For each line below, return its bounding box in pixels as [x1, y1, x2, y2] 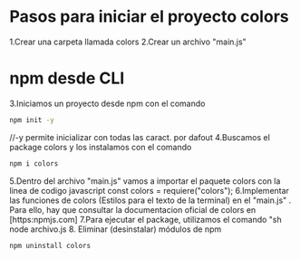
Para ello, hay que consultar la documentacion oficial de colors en [9, 204, 256, 215]
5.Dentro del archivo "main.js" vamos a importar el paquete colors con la [9, 175, 281, 187]
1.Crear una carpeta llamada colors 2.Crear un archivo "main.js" [9, 36, 247, 47]
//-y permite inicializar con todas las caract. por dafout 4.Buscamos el [9, 131, 270, 142]
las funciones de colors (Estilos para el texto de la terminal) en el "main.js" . [9, 195, 292, 206]
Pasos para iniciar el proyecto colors [9, 6, 289, 27]
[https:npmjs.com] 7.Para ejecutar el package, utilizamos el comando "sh [9, 214, 283, 225]
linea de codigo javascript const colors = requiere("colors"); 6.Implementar [9, 185, 290, 196]
